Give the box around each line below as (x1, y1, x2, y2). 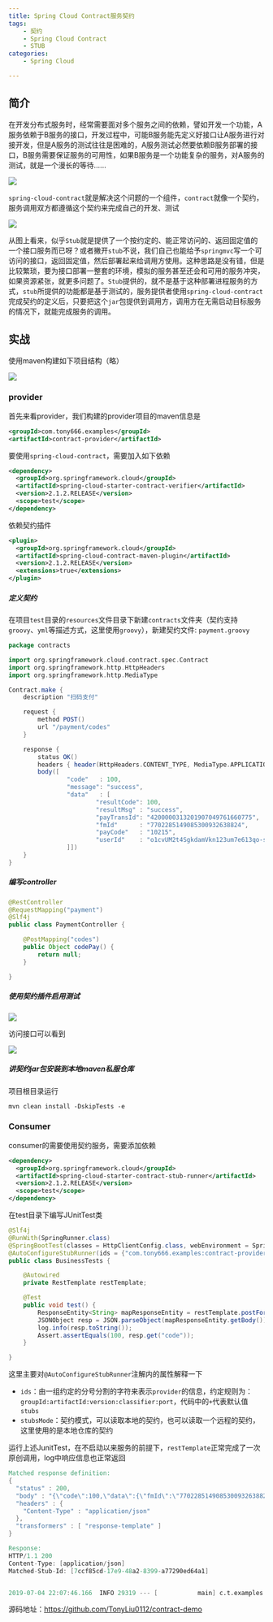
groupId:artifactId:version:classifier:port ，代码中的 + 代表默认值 (19, 1397, 249, 1407)
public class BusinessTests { (8, 1256, 111, 1264)
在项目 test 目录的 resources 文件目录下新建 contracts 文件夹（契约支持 (8, 615, 238, 625)
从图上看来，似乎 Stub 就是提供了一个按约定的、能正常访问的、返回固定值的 (8, 235, 258, 245)
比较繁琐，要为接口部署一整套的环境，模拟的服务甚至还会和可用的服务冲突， (8, 266, 265, 275)
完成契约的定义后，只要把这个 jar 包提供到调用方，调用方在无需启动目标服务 (8, 296, 262, 306)
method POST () (37, 716, 85, 724)
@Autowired (23, 1271, 60, 1280)
